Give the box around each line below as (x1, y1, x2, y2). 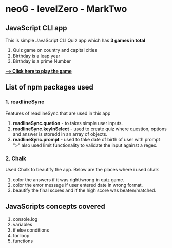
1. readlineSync (5, 98, 45, 105)
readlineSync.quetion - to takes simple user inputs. (12, 120, 123, 126)
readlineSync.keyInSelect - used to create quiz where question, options (12, 126, 167, 132)
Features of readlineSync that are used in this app (5, 110, 111, 116)
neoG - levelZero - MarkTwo (5, 3, 127, 15)
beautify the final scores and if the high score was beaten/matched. (12, 187, 157, 193)
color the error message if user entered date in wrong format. (12, 182, 143, 188)
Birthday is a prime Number (12, 58, 71, 64)
